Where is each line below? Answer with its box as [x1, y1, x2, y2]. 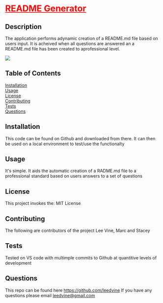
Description [5, 23, 42, 31]
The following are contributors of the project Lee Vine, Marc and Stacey [5, 227, 151, 233]
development [5, 260, 32, 266]
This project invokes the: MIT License [5, 201, 81, 206]
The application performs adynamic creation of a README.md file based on [5, 35, 158, 41]
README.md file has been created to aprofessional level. [5, 46, 120, 51]
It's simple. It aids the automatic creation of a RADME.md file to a [5, 168, 136, 174]
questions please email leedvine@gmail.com [5, 292, 95, 298]
